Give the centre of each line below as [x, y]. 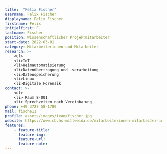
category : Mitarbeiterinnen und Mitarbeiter [52, 47]
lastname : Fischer [24, 33]
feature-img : [32, 135]
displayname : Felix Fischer [34, 19]
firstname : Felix [23, 24]
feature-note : [33, 144]
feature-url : [32, 139]
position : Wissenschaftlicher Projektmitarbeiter [58, 38]
